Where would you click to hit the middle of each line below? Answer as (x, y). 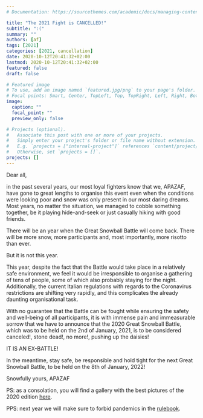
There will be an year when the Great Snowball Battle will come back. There (101, 231)
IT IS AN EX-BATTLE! (32, 348)
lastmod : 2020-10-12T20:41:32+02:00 (52, 62)
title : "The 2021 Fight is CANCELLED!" (56, 23)
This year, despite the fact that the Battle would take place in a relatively (96, 267)
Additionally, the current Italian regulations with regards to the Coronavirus (99, 286)
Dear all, (17, 175)
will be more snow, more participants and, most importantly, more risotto (97, 237)
